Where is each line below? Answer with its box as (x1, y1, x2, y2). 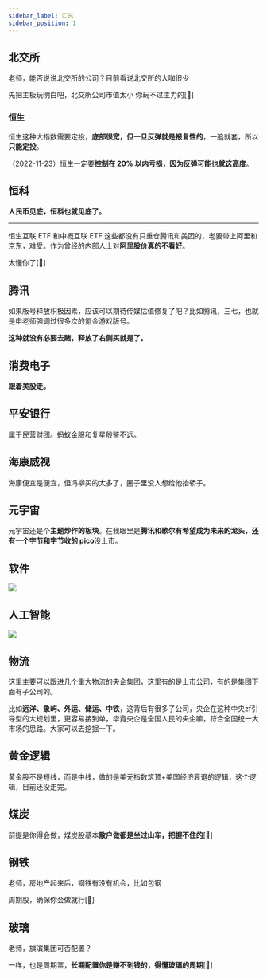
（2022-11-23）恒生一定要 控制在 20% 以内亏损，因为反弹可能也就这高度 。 (8, 159, 253, 168)
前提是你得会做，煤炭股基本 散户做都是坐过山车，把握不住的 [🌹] (8, 830, 213, 839)
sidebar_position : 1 (8, 19, 77, 27)
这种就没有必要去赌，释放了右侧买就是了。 (8, 333, 148, 343)
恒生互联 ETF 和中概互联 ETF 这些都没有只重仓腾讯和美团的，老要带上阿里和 (8, 231, 258, 241)
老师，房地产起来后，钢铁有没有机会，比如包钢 (8, 878, 161, 888)
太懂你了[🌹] (8, 258, 46, 268)
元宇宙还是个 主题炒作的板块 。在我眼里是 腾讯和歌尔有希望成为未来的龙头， (8, 526, 252, 536)
